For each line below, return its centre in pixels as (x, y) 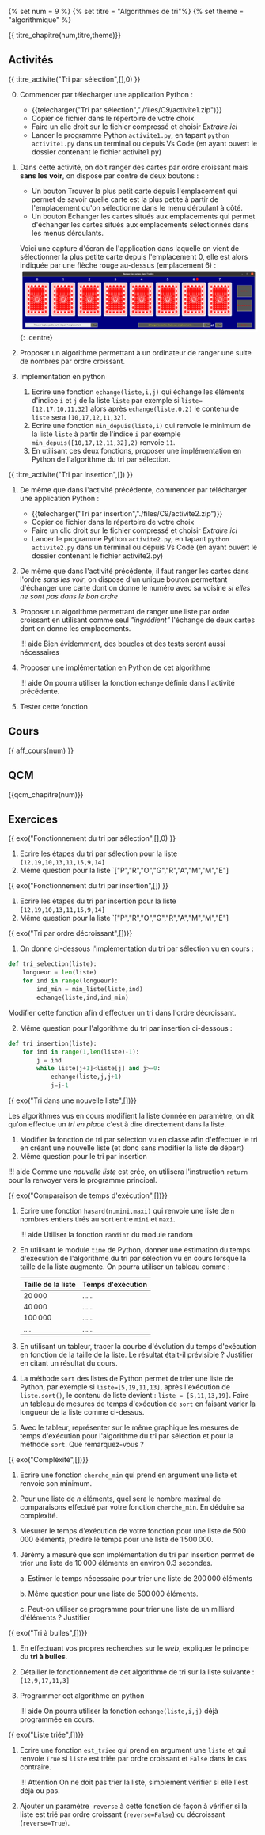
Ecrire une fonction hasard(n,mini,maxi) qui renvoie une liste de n (127, 1211)
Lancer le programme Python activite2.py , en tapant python (130, 538)
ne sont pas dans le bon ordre (69, 596)
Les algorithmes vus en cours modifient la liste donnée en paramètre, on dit (131, 1116)
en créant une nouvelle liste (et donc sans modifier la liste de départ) (132, 1148)
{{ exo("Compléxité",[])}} (48, 1460)
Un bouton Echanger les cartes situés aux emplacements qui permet (143, 216)
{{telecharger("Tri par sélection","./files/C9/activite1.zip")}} (127, 109)
